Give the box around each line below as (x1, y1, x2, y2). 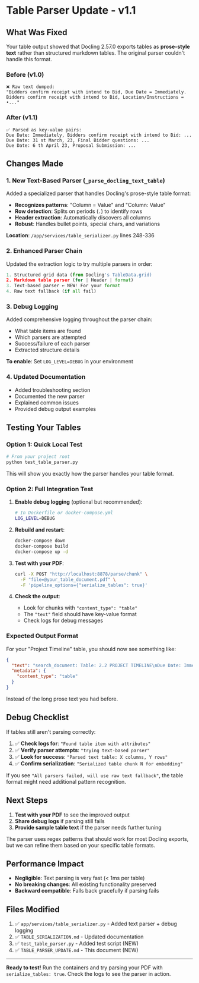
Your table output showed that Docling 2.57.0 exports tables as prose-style (6, 43, 191, 50)
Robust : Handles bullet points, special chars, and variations (14, 221, 161, 228)
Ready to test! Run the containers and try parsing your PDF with (6, 964, 163, 971)
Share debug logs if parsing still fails (14, 817, 105, 824)
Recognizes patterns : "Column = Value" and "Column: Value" (14, 202, 166, 209)
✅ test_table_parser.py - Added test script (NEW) (14, 940, 139, 947)
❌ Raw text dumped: (6, 84, 55, 90)
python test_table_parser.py (6, 459, 78, 466)
